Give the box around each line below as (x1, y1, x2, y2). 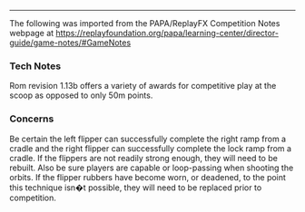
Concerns (9, 112, 54, 125)
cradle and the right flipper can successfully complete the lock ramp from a (9, 142, 292, 154)
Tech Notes (9, 60, 62, 72)
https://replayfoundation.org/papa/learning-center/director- (55, 28, 280, 38)
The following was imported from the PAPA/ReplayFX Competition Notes (9, 18, 280, 28)
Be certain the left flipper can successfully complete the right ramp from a (9, 133, 287, 144)
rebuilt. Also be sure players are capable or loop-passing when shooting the (9, 162, 294, 173)
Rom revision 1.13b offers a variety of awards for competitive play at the (9, 81, 277, 92)
